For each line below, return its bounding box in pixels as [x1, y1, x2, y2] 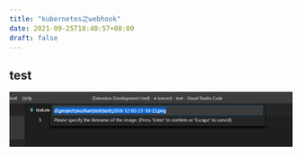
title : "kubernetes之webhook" [9, 14, 121, 23]
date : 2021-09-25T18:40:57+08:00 [9, 23, 135, 33]
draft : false [9, 33, 58, 42]
